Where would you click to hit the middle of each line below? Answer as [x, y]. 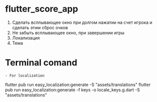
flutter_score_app [42, 9]
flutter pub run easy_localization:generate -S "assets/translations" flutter [78, 85]
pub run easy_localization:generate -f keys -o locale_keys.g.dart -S [72, 90]
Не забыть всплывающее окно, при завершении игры [68, 33]
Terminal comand [41, 63]
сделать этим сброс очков [40, 27]
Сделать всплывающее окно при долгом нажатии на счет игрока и [82, 22]
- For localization [25, 76]
